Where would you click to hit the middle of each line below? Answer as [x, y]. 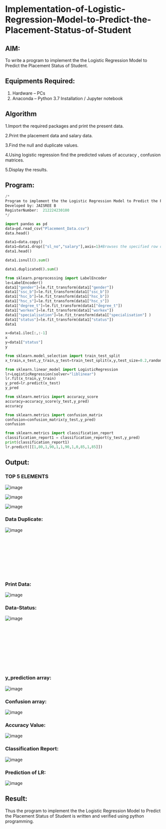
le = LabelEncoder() [24, 283]
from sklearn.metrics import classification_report [59, 433]
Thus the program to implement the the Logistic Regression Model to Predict [83, 811]
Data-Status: [21, 608]
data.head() [17, 233]
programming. [20, 821]
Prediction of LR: [25, 773]
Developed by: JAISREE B [31, 206]
